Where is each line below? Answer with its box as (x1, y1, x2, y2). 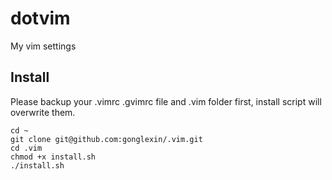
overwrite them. (10, 106, 76, 118)
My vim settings (10, 40, 77, 52)
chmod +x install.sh (10, 152, 97, 162)
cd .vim (10, 143, 43, 153)
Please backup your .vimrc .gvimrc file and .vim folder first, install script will (10, 95, 322, 107)
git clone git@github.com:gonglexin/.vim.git (10, 134, 203, 144)
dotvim (10, 7, 71, 30)
